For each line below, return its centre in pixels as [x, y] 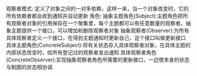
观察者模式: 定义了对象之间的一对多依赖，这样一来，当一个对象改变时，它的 [97, 8]
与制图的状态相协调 [29, 67]
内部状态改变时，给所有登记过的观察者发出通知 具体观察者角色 [81, 52]
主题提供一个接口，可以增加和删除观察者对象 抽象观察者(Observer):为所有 [100, 30]
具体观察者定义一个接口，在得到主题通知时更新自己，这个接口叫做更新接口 [96, 38]
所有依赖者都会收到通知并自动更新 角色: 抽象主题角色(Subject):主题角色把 [95, 16]
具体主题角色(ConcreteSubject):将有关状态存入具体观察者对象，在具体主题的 [98, 45]
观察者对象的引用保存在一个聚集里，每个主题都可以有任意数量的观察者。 [98, 23]
